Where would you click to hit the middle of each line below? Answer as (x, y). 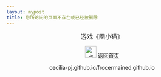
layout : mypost (26, 12)
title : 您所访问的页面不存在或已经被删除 (52, 18)
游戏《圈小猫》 (102, 36)
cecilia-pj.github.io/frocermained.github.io (102, 67)
